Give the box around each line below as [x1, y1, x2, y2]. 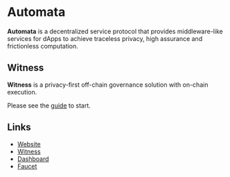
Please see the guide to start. [7, 101, 91, 110]
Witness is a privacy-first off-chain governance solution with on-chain [7, 81, 209, 89]
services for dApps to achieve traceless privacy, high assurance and [7, 34, 203, 42]
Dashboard [17, 154, 50, 163]
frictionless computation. [7, 42, 78, 50]
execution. [7, 87, 37, 96]
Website [17, 140, 42, 148]
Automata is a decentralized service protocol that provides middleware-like [7, 27, 223, 35]
